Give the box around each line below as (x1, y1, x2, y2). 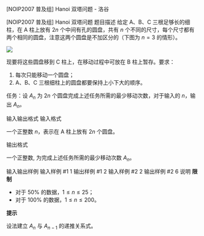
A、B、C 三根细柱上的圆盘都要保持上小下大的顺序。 (15, 79, 146, 86)
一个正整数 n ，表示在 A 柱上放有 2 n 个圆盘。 (6, 128, 118, 135)
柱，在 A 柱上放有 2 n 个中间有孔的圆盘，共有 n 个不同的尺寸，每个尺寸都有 (6, 26, 195, 33)
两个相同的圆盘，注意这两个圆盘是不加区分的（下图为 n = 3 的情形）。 (6, 34, 181, 41)
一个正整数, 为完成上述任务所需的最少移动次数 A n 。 (6, 154, 136, 162)
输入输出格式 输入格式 (6, 115, 62, 122)
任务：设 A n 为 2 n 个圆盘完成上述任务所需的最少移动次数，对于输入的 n (6, 92, 185, 101)
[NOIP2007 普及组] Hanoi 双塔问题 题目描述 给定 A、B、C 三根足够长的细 (6, 18, 191, 26)
